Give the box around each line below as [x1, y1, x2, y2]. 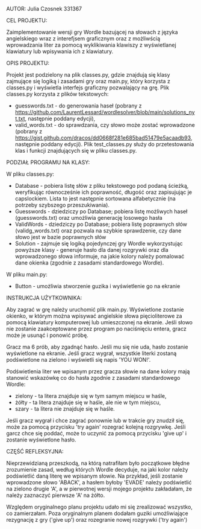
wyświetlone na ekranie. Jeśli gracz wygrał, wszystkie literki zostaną [6, 350, 177, 357]
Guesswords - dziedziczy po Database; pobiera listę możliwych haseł [14, 208, 188, 215]
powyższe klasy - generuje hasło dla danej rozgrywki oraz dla [14, 246, 169, 253]
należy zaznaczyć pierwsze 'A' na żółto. [6, 492, 105, 499]
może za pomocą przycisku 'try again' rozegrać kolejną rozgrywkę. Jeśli [6, 423, 186, 431]
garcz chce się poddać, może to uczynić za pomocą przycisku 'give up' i [6, 430, 187, 437]
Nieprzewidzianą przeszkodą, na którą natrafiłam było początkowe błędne [6, 460, 190, 467]
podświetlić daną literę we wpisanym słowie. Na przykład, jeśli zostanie [6, 472, 183, 479]
